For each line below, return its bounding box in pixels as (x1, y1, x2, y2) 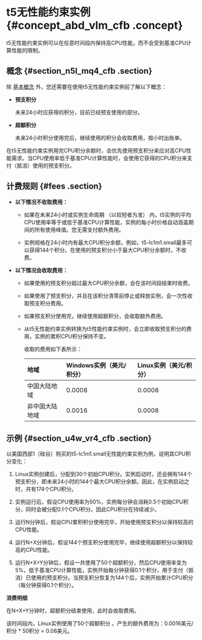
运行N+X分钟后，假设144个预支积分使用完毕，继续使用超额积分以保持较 (14, 539, 194, 546)
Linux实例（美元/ (137, 361, 186, 369)
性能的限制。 (11, 46, 43, 54)
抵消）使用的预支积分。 (16, 162, 75, 169)
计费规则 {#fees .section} (6, 181, 102, 192)
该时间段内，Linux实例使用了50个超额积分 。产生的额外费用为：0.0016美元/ (6, 620, 194, 627)
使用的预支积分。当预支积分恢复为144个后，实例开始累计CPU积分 (31, 574, 194, 581)
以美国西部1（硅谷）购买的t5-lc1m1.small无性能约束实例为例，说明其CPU (6, 450, 186, 457)
